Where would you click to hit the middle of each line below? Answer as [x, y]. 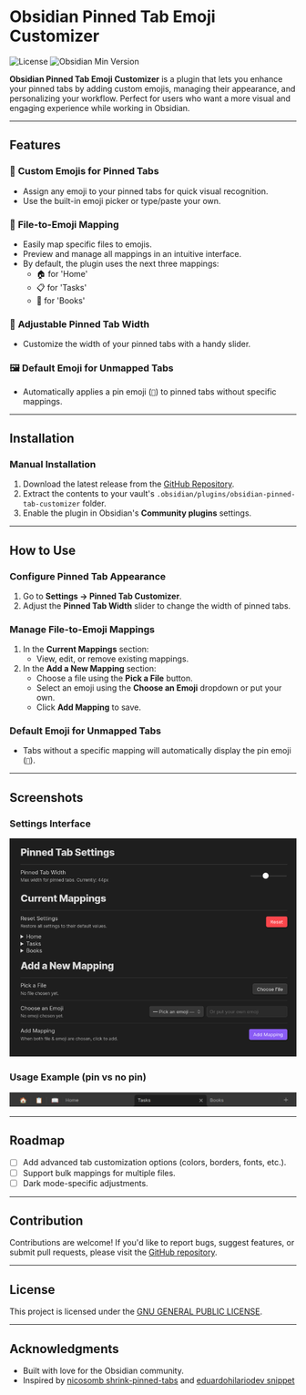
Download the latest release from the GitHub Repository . [128, 484]
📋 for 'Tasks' [61, 287]
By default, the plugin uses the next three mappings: [121, 263]
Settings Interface [50, 824]
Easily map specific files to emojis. [87, 244]
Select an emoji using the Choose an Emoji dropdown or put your [159, 688]
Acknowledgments [65, 1349]
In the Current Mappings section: [86, 650]
